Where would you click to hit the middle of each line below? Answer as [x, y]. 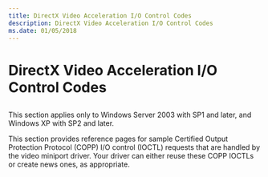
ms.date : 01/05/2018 [43, 30]
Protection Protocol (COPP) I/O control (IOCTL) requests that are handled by [134, 147]
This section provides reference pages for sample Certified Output [118, 139]
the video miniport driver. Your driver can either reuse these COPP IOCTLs [131, 155]
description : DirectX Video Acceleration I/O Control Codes [111, 23]
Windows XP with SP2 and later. [61, 123]
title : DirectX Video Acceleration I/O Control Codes [100, 16]
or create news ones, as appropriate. [69, 164]
